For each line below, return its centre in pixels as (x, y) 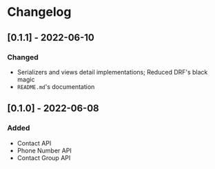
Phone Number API (44, 150)
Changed (23, 57)
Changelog (39, 12)
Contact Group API (44, 158)
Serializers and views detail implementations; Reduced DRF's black (112, 72)
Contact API (34, 143)
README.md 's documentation (56, 86)
